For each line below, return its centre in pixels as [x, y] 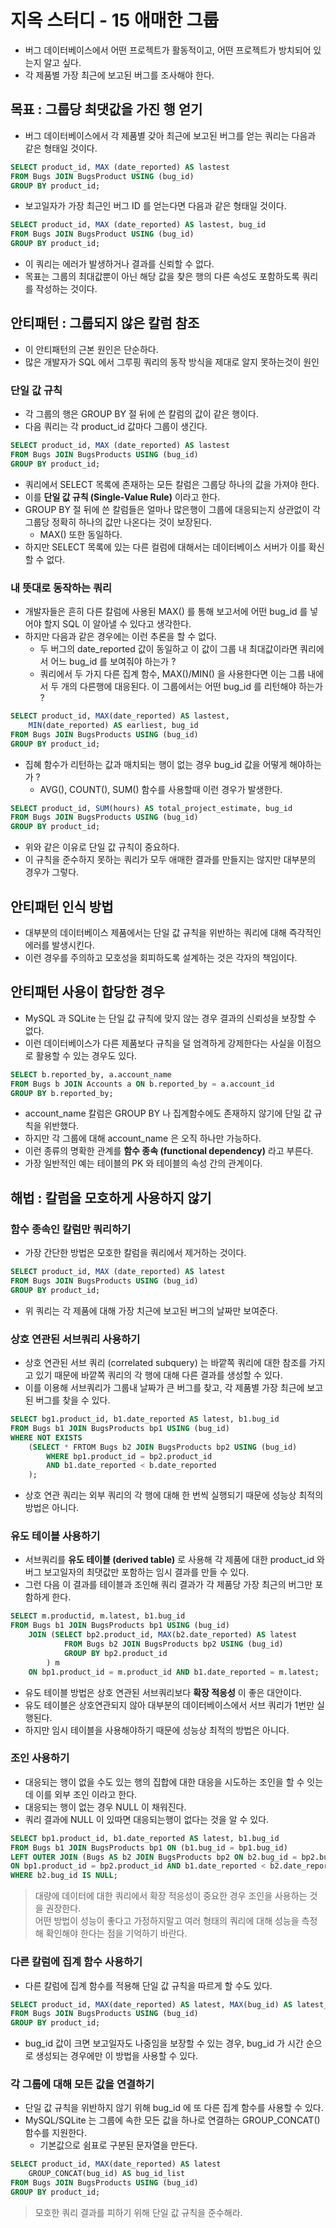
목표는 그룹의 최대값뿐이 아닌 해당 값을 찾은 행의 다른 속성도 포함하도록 [162, 276]
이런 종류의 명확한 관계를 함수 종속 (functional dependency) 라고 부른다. [169, 1151]
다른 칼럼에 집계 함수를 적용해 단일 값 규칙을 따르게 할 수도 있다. [148, 1985]
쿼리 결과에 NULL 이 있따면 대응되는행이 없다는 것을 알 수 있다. [147, 1819]
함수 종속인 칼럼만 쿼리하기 [71, 1229]
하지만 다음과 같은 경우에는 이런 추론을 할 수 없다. [120, 637]
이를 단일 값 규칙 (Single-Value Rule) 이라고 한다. [122, 497]
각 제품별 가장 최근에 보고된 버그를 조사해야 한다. [119, 75]
